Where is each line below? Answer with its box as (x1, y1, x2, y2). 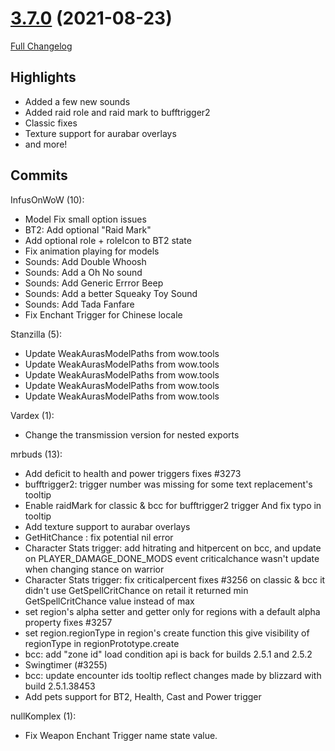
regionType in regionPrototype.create (24, 637, 180, 649)
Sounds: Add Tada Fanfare (24, 298, 135, 310)
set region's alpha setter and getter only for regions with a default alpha (24, 605, 321, 617)
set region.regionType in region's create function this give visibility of (24, 627, 310, 639)
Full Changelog (10, 40, 73, 52)
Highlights (10, 69, 77, 86)
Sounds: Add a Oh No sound (24, 266, 143, 278)
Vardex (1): (10, 409, 55, 421)
